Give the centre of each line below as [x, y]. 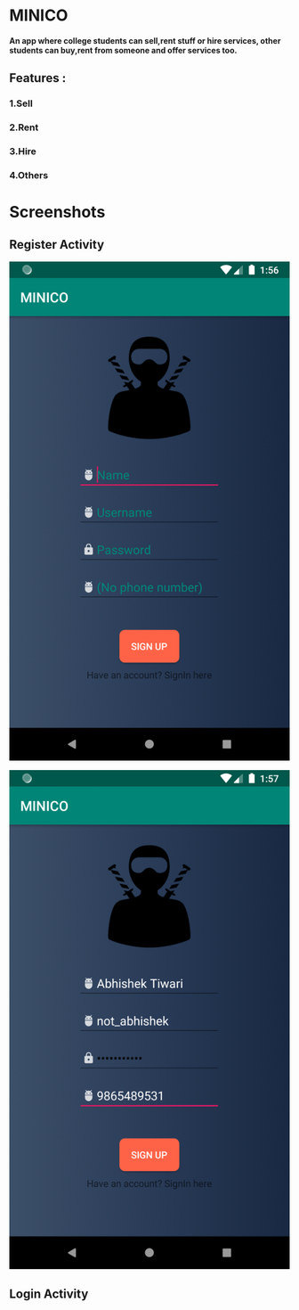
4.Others [29, 175]
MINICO [39, 16]
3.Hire [23, 151]
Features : [38, 78]
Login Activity [49, 1294]
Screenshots [57, 213]
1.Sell [21, 103]
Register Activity [57, 245]
